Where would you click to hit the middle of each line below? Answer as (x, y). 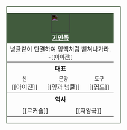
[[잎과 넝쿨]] (63, 87)
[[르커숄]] (35, 111)
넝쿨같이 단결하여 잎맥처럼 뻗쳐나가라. (60, 49)
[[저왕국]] (89, 111)
